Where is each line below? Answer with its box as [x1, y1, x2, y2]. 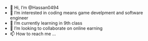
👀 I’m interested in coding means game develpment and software [9, 10, 143, 16]
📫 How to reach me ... [9, 31, 56, 37]
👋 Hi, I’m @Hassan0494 [9, 5, 59, 10]
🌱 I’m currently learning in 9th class [9, 20, 83, 26]
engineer [9, 15, 29, 20]
